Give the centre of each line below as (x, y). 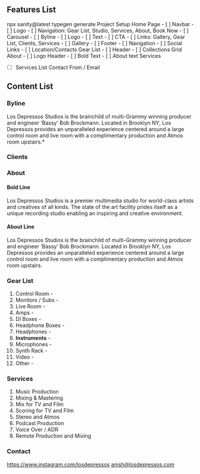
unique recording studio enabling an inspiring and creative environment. (95, 213)
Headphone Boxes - (40, 325)
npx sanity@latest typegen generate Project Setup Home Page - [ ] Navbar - (100, 24)
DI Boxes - (28, 319)
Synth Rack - (31, 351)
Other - (24, 363)
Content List (30, 87)
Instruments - (33, 338)
